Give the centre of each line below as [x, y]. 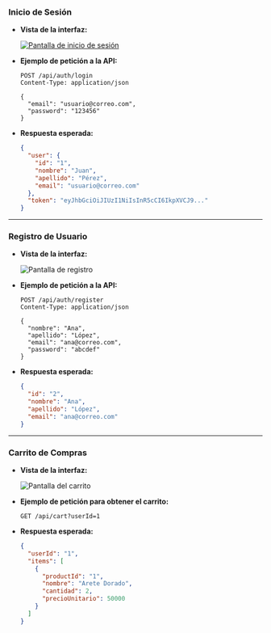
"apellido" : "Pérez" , [71, 178]
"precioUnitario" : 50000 [83, 599]
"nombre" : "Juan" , [66, 171]
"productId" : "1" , [73, 576]
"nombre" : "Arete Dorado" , [87, 584]
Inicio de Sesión [40, 12]
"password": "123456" [64, 112]
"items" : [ [46, 561]
